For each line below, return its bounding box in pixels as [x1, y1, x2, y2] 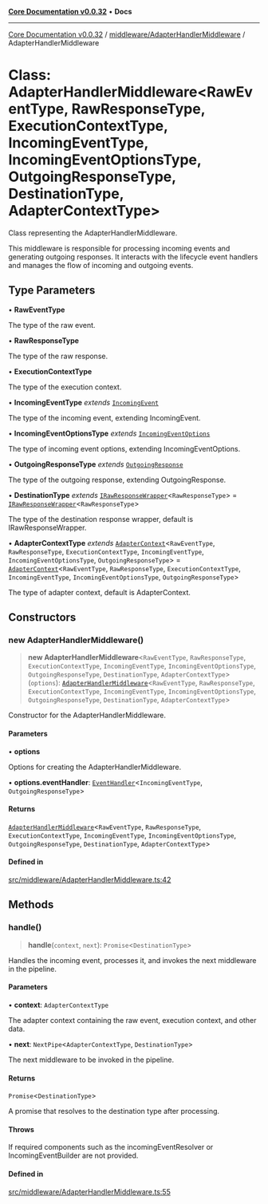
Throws [8, 1124, 34, 1134]
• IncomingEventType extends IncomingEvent [8, 397, 160, 407]
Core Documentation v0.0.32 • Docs [8, 7, 132, 16]
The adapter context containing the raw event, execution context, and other [8, 1015, 257, 1024]
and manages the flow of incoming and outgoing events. [8, 260, 194, 270]
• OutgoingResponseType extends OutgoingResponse [8, 459, 183, 469]
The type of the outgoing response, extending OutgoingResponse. [8, 475, 227, 484]
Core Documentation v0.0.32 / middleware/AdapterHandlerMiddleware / [8, 30, 246, 39]
